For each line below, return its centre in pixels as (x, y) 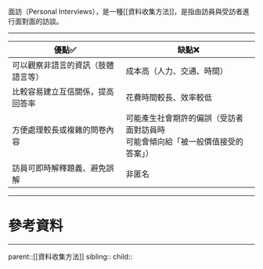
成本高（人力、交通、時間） (177, 71)
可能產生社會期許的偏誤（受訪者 (185, 118)
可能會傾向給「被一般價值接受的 (185, 142)
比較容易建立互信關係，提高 (63, 91)
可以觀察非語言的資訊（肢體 (63, 65)
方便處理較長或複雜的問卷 (59, 130)
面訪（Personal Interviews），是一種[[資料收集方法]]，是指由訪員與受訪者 (126, 11)
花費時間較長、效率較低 (169, 98)
